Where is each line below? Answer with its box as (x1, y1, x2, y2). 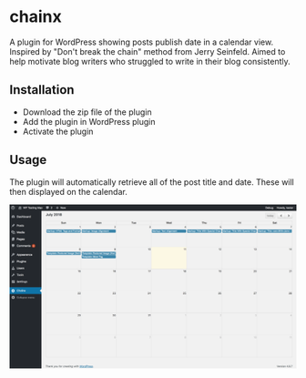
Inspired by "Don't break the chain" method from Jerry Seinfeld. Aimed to (9, 46, 286, 56)
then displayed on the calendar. (9, 186, 127, 197)
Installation (9, 82, 75, 97)
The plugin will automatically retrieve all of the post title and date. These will (9, 176, 294, 188)
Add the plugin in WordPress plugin (22, 116, 156, 127)
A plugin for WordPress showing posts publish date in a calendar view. (9, 36, 274, 47)
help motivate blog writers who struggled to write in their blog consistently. (9, 56, 291, 66)
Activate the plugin (22, 126, 94, 137)
